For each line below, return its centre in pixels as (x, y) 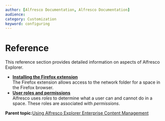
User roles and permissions (41, 93)
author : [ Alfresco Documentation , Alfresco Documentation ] (68, 10)
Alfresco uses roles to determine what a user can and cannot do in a (82, 98)
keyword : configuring (28, 24)
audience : (15, 14)
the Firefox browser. (33, 88)
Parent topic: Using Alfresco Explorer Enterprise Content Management (77, 113)
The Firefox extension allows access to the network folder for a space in (86, 82)
